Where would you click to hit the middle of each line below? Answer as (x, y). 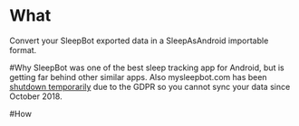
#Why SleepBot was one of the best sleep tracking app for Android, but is (147, 67)
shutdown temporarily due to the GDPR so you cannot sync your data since (150, 86)
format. (23, 49)
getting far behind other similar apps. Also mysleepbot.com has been (138, 76)
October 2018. (36, 96)
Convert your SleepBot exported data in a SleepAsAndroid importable (139, 40)
